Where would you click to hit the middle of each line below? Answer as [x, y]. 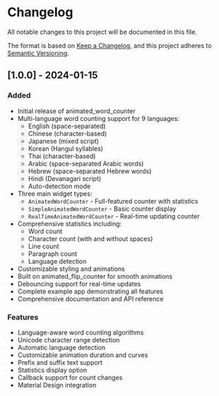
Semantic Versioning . [38, 53]
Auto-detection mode [59, 186]
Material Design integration [57, 385]
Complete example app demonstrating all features [90, 291]
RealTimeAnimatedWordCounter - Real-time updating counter [114, 216]
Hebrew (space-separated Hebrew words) [90, 171]
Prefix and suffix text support [60, 362]
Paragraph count [53, 254]
